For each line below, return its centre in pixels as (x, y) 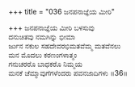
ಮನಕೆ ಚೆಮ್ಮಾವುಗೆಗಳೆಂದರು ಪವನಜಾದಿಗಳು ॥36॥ (68, 73)
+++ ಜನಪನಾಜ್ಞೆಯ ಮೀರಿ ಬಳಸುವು (52, 28)
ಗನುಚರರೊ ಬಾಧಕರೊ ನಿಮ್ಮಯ (46, 64)
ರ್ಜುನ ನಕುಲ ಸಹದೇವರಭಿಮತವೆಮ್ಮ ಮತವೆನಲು (65, 46)
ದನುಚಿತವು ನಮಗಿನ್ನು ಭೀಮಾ (42, 37)
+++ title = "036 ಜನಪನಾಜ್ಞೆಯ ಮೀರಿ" (62, 12)
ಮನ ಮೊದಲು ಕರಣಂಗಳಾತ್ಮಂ (43, 55)
